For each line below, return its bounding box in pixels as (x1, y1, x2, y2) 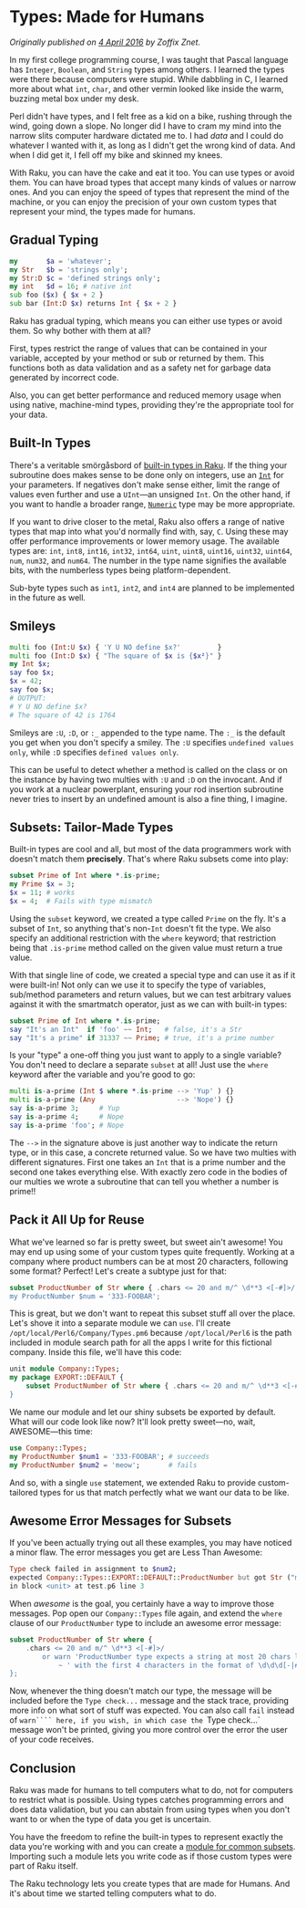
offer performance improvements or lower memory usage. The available (9, 536, 280, 547)
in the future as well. (9, 591, 87, 603)
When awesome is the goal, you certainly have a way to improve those (9, 1598, 275, 1609)
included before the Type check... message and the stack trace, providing (9, 1695, 290, 1706)
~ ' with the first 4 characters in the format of (57, 1661, 255, 1670)
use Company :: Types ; (9, 1444, 88, 1453)
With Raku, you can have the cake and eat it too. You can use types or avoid (9, 167, 295, 178)
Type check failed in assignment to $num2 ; (9, 1565, 178, 1574)
